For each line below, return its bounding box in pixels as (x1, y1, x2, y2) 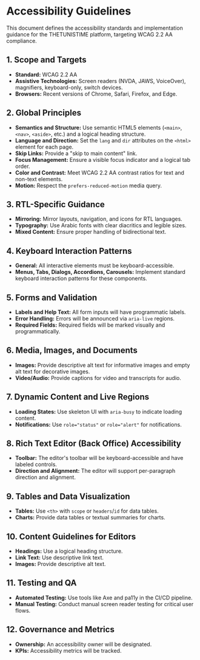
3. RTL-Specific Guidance (6, 199, 105, 210)
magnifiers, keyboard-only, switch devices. (15, 84, 123, 91)
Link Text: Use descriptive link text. (15, 554, 104, 561)
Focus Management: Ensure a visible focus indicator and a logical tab (15, 156, 191, 163)
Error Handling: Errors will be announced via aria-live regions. (15, 315, 175, 322)
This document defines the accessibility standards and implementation (6, 24, 183, 32)
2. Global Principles (6, 108, 82, 118)
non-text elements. (15, 175, 63, 182)
